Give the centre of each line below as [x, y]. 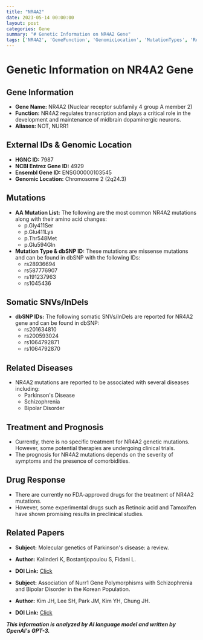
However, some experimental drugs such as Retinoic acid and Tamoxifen [105, 507]
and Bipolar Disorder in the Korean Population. [72, 589]
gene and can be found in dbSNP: [57, 323]
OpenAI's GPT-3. [28, 630]
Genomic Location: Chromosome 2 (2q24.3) [71, 178]
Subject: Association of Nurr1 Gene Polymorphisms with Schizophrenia [104, 583]
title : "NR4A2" [25, 12]
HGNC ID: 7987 [34, 159]
